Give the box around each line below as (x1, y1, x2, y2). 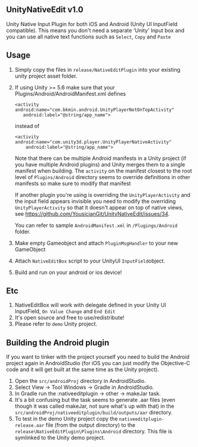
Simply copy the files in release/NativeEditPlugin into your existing (14, 66, 181, 73)
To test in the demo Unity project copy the (14, 415, 118, 423)
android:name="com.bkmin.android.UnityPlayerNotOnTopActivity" (14, 107, 175, 113)
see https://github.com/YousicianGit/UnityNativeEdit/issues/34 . (14, 210, 170, 217)
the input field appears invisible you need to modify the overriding (14, 197, 176, 205)
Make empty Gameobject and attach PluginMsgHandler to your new (14, 240, 178, 247)
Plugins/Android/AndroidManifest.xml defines (14, 90, 126, 97)
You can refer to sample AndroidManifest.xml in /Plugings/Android (14, 222, 178, 229)
